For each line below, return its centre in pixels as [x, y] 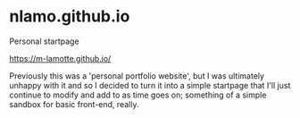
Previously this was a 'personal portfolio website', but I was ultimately [137, 76]
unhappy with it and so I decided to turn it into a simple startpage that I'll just [150, 85]
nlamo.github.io [70, 17]
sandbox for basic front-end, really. [74, 104]
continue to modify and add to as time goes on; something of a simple [138, 95]
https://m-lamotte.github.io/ [60, 58]
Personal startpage [44, 41]
